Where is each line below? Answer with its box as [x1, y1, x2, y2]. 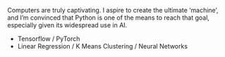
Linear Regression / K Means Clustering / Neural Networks [17, 42, 188, 50]
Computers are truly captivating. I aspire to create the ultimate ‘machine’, [7, 6, 219, 14]
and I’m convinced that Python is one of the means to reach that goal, [7, 13, 210, 22]
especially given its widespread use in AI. [7, 21, 128, 29]
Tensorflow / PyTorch [17, 34, 80, 43]
